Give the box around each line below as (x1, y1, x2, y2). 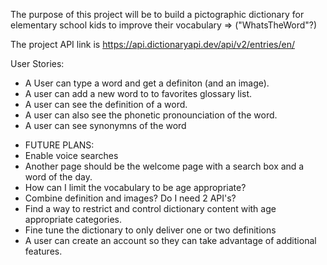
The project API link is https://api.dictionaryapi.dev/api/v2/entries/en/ (10, 39, 295, 50)
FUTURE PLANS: (24, 139, 95, 151)
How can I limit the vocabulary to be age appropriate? (24, 182, 247, 193)
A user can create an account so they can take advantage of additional (24, 235, 317, 246)
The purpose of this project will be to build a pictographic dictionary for (10, 9, 305, 20)
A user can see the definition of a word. (24, 99, 188, 110)
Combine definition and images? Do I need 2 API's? (24, 192, 237, 204)
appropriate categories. (24, 214, 122, 225)
